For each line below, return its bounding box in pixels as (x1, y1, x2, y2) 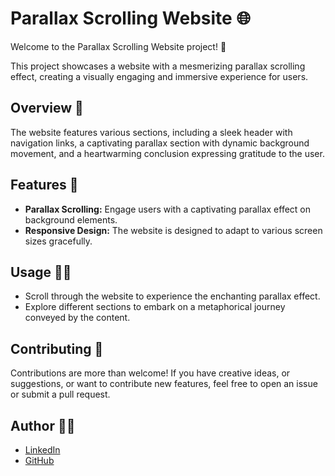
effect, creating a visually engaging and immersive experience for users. (10, 70, 309, 82)
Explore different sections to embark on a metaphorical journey (24, 301, 286, 313)
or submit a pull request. (10, 388, 111, 401)
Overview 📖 (10, 100, 84, 117)
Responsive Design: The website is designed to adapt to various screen (24, 224, 323, 236)
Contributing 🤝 (10, 340, 104, 357)
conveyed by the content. (24, 312, 131, 324)
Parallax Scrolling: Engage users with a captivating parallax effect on (24, 203, 312, 215)
